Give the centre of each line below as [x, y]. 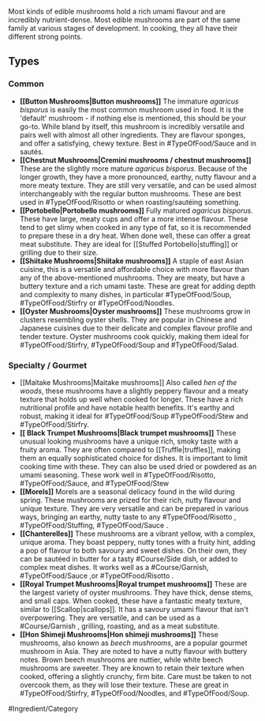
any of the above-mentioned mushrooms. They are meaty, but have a [132, 277]
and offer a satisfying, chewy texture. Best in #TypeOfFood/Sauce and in [138, 143]
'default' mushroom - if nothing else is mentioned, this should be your [133, 118]
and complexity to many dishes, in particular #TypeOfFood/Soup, [125, 294]
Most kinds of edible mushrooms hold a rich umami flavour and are [117, 11]
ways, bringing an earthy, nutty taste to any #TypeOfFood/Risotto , [128, 516]
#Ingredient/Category [43, 708]
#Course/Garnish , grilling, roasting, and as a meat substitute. [119, 626]
